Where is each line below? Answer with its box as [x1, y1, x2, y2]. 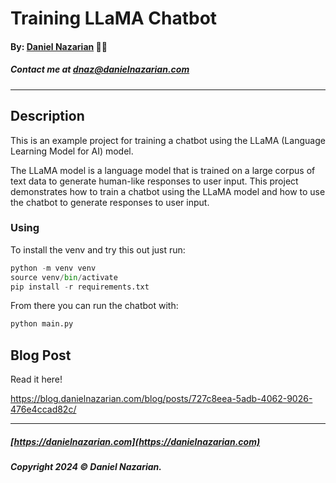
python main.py [10, 319, 74, 329]
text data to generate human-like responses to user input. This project [10, 175, 299, 187]
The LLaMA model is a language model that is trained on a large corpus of [10, 164, 316, 176]
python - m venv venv [10, 263, 97, 273]
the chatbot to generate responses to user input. [10, 196, 210, 208]
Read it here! [10, 373, 63, 386]
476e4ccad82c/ [10, 403, 77, 416]
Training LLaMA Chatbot [10, 7, 218, 30]
